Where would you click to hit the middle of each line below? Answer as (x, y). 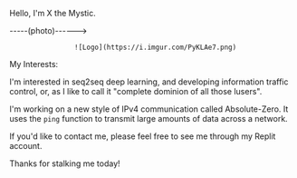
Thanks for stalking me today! (65, 163)
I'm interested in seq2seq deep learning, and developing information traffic (149, 82)
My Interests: (34, 64)
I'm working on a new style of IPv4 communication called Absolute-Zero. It (149, 109)
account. (26, 146)
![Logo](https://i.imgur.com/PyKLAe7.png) (155, 47)
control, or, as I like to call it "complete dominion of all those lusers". (136, 91)
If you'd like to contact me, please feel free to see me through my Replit (143, 136)
